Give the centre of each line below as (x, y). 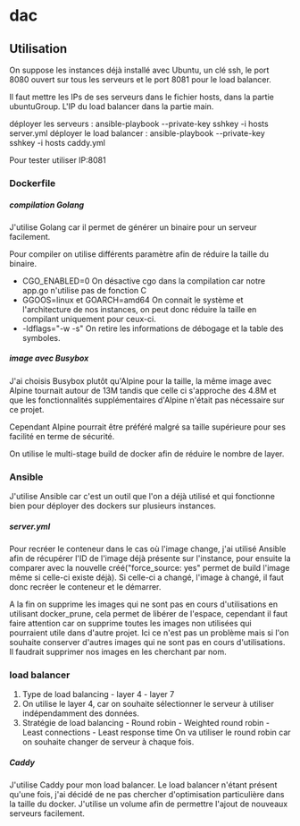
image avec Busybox (49, 358)
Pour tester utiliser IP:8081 (58, 160)
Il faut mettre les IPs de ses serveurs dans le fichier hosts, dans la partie (142, 97)
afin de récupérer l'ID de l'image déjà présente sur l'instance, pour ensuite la (150, 558)
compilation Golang (47, 204)
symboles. (41, 337)
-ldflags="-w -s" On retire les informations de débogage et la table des (153, 328)
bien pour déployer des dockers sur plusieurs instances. (113, 506)
